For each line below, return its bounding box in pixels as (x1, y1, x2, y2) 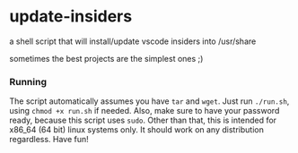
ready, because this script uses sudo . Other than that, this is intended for (9, 115, 276, 126)
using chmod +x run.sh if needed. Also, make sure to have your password (9, 106, 280, 116)
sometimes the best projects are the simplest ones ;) (9, 53, 204, 64)
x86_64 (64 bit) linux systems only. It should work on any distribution (9, 124, 265, 135)
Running (9, 75, 48, 88)
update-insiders (9, 6, 133, 27)
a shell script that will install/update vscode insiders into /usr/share (9, 36, 257, 47)
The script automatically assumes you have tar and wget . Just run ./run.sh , (9, 96, 290, 106)
